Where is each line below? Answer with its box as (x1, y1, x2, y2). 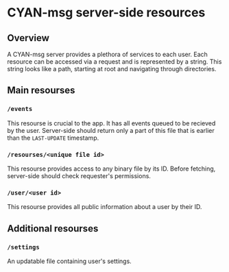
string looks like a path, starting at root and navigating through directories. (7, 65, 217, 73)
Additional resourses (7, 223, 99, 234)
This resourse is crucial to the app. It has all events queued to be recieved (7, 119, 216, 127)
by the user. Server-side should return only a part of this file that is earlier (7, 126, 215, 134)
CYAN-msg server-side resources (7, 5, 206, 21)
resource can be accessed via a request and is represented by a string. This (7, 58, 222, 66)
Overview (7, 32, 50, 44)
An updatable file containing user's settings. (7, 257, 132, 265)
